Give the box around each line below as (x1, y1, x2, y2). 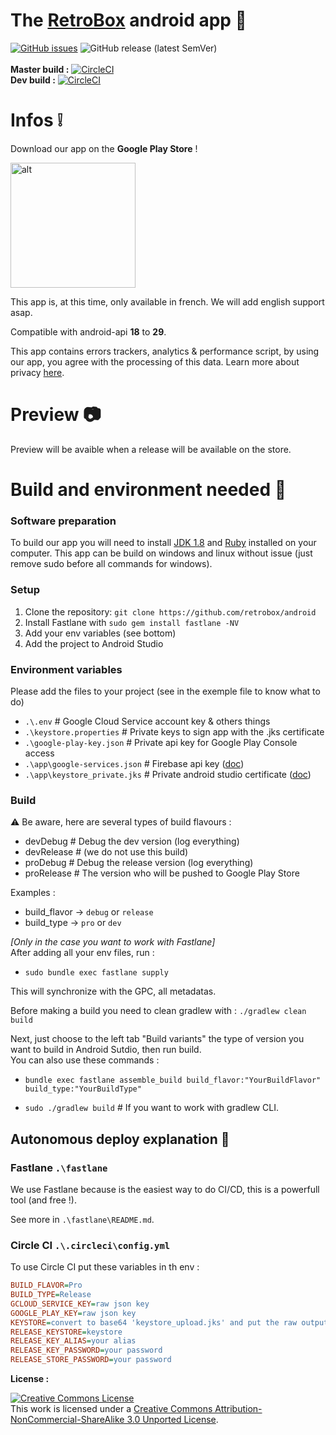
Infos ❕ (10, 109, 63, 132)
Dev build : (10, 74, 56, 86)
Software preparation (10, 514, 117, 528)
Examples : (10, 887, 56, 899)
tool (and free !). (10, 1194, 77, 1206)
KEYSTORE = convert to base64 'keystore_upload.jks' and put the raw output (10, 1317, 329, 1328)
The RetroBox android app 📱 (10, 9, 247, 32)
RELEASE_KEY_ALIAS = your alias (10, 1336, 137, 1346)
